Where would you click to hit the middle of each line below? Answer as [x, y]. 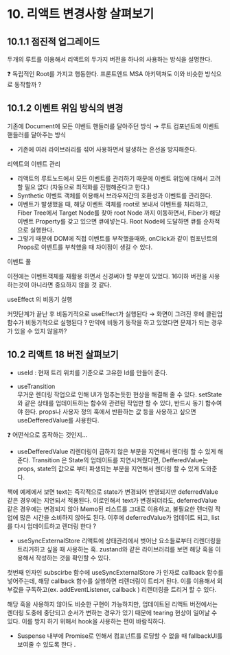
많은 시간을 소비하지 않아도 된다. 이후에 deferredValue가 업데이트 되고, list [119, 517]
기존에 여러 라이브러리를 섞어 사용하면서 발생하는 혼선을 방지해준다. [107, 149]
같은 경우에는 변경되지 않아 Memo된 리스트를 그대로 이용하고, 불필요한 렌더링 [111, 509]
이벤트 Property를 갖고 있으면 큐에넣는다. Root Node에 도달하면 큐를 [109, 221]
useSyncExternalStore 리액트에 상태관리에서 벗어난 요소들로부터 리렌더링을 [119, 540]
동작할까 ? [28, 84]
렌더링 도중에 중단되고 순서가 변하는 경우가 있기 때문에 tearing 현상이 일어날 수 [112, 612]
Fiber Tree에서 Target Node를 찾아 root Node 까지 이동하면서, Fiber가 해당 [119, 213]
